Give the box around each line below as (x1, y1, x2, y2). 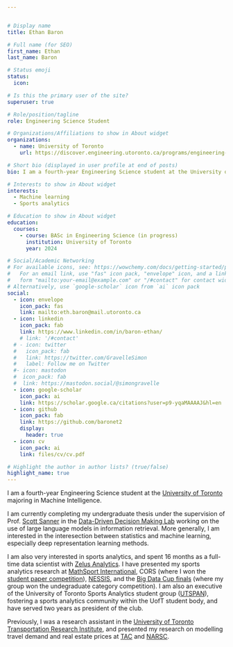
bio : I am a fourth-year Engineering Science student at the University (7, 168, 222, 175)
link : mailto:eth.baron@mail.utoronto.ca (19, 309, 141, 316)
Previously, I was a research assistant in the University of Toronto (7, 618, 194, 626)
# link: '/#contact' (19, 334, 79, 342)
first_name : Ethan (7, 48, 60, 55)
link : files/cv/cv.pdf (19, 451, 85, 458)
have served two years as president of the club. (7, 604, 144, 612)
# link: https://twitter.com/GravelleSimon (13, 354, 148, 361)
